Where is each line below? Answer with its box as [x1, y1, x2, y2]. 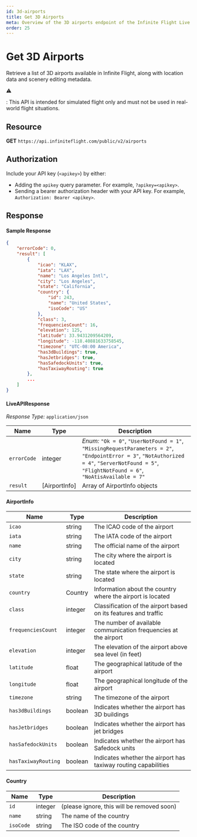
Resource [6, 121, 42, 132]
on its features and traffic [93, 609, 164, 618]
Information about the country [93, 585, 177, 593]
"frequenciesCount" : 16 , [37, 322, 98, 328]
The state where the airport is [93, 568, 176, 577]
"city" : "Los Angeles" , [37, 278, 96, 284]
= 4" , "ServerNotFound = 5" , [81, 459, 159, 467]
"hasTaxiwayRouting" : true [37, 365, 104, 371]
